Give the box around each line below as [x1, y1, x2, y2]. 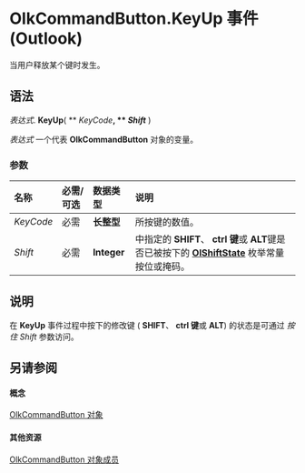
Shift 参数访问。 [19, 331, 79, 342]
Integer [92, 247, 125, 259]
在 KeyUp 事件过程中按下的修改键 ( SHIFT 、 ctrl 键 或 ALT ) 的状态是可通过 [9, 319, 285, 330]
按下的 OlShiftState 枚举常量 [162, 247, 285, 259]
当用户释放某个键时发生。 [9, 59, 105, 70]
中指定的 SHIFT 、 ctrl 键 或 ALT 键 [134, 233, 277, 246]
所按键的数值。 [134, 216, 200, 228]
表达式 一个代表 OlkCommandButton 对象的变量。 [9, 134, 198, 145]
